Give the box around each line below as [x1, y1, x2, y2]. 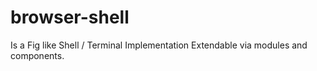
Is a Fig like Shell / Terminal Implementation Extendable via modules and [10, 39, 308, 51]
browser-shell [10, 6, 130, 29]
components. [10, 49, 65, 61]
